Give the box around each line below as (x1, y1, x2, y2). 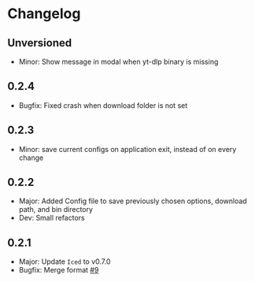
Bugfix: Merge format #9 (18, 265, 99, 275)
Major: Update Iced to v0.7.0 (18, 257, 111, 266)
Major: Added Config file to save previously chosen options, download (18, 196, 247, 206)
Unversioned (7, 36, 72, 50)
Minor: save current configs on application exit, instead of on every (18, 144, 237, 154)
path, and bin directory (18, 205, 94, 214)
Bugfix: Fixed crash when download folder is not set (18, 100, 188, 110)
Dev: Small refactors (18, 213, 85, 223)
